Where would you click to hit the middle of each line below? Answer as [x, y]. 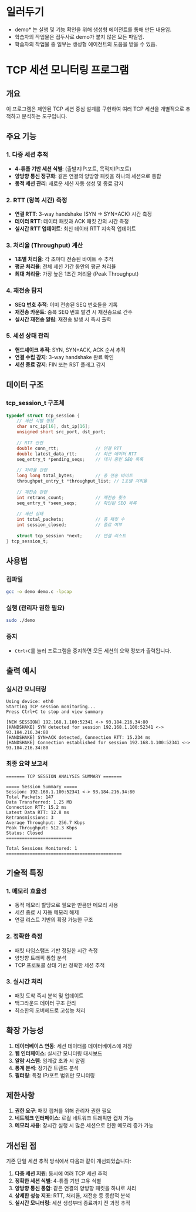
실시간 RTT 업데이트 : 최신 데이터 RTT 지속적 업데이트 [75, 228]
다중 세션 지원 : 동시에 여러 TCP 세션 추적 [61, 1174]
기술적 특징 [25, 873]
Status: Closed [25, 833]
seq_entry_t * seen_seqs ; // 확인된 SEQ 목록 [77, 503]
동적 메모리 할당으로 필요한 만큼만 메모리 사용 [66, 905]
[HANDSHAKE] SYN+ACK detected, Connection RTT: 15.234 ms [78, 738]
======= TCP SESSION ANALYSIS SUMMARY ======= [64, 776]
